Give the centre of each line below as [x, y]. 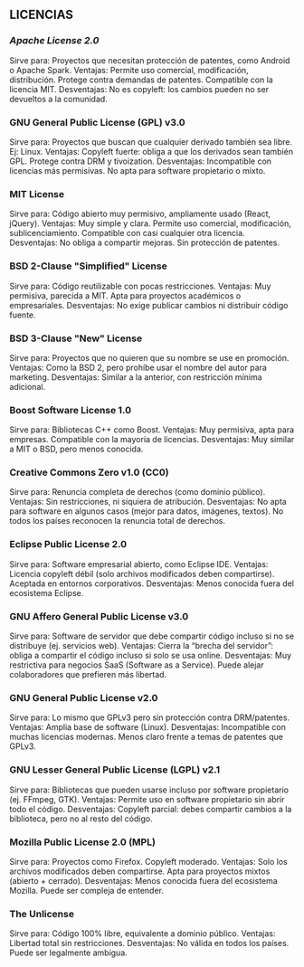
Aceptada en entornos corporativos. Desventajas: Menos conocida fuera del [152, 583]
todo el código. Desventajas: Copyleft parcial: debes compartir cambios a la [151, 809]
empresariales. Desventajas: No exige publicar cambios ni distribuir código [149, 305]
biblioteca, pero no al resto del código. [81, 819]
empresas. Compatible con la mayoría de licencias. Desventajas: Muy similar [152, 440]
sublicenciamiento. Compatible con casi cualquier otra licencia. [128, 233]
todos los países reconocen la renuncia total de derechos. [118, 521]
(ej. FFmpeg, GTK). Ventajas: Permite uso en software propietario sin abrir [147, 799]
